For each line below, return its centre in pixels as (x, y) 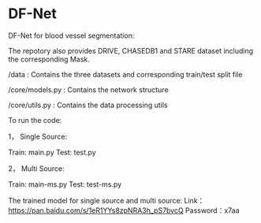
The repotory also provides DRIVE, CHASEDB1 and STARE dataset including (131, 50)
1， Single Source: (38, 136)
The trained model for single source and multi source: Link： (106, 200)
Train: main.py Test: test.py (52, 152)
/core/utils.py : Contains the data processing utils (88, 105)
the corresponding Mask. (49, 59)
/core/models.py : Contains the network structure (88, 89)
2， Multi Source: (36, 168)
